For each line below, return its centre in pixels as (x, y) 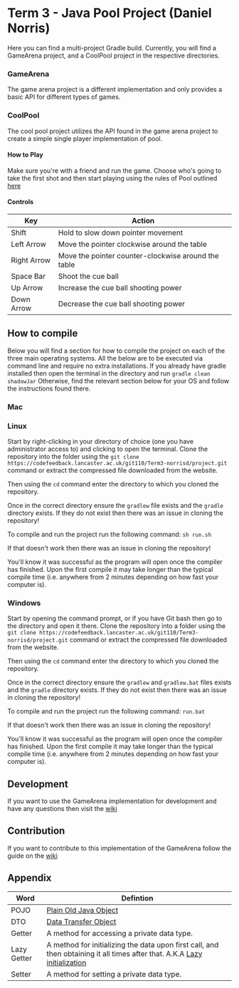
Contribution (36, 831)
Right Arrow (31, 260)
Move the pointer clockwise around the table (133, 244)
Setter (21, 974)
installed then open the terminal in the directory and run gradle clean (109, 373)
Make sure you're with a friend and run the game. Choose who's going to (115, 170)
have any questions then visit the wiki (62, 809)
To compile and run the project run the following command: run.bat (106, 711)
